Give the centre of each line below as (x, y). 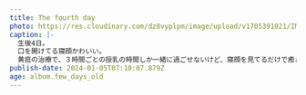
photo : (22, 26)
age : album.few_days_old (56, 77)
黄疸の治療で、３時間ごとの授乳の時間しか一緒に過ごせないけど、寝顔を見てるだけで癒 (156, 60)
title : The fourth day (52, 18)
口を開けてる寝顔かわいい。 (62, 52)
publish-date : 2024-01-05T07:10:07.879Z (87, 69)
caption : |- (32, 34)
